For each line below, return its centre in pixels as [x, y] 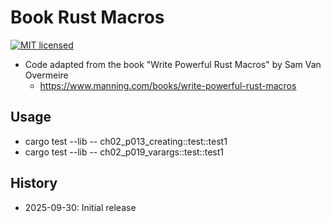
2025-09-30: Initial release [80, 207]
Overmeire [46, 75]
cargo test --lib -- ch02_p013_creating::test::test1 [126, 141]
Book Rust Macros [87, 17]
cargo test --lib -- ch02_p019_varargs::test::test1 [124, 152]
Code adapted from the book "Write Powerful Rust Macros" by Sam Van [173, 64]
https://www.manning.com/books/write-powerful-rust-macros [168, 85]
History [34, 183]
